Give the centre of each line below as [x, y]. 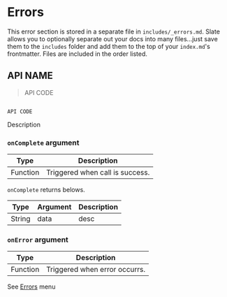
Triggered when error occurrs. [96, 270]
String [21, 219]
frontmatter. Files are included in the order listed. [78, 54]
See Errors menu [31, 287]
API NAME [30, 76]
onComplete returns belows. [46, 190]
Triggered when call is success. [98, 173]
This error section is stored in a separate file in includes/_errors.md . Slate [113, 31]
